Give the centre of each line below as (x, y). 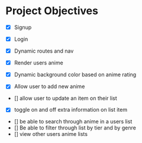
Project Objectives (52, 11)
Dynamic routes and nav (44, 51)
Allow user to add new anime (49, 86)
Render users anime (38, 63)
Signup (23, 27)
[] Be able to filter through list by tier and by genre (75, 128)
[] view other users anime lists (51, 134)
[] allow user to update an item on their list (66, 98)
